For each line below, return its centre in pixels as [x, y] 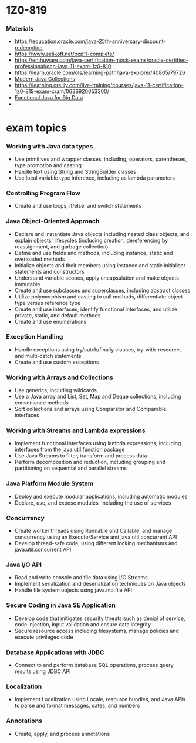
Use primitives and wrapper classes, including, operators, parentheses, [101, 159]
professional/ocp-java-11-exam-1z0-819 [63, 67]
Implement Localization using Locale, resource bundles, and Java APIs [100, 699]
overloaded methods [40, 259]
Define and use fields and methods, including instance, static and [94, 253]
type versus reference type [48, 303]
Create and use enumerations [50, 321]
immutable [27, 284]
